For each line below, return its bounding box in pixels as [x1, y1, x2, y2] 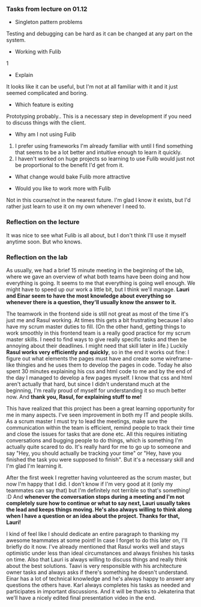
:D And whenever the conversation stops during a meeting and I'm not [6, 493, 185, 500]
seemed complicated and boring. [6, 90, 88, 97]
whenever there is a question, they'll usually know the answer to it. [6, 298, 177, 305]
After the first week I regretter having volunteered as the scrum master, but [6, 474, 191, 481]
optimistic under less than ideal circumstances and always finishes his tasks [6, 549, 195, 557]
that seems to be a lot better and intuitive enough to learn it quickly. [14, 149, 182, 156]
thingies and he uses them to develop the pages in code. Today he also [16, 361, 193, 368]
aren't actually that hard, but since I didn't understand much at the [6, 380, 170, 388]
